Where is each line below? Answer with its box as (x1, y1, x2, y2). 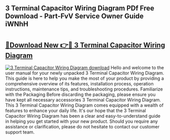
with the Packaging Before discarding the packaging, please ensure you (5, 91, 156, 98)
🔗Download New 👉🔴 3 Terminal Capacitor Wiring (5, 40, 165, 50)
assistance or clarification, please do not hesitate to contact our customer (5, 124, 160, 129)
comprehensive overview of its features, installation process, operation (5, 81, 154, 86)
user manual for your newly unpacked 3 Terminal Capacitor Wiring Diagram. (5, 70, 164, 76)
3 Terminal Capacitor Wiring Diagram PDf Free (5, 4, 155, 13)
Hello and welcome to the (111, 65, 164, 70)
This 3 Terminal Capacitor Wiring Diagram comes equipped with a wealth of (5, 102, 164, 108)
